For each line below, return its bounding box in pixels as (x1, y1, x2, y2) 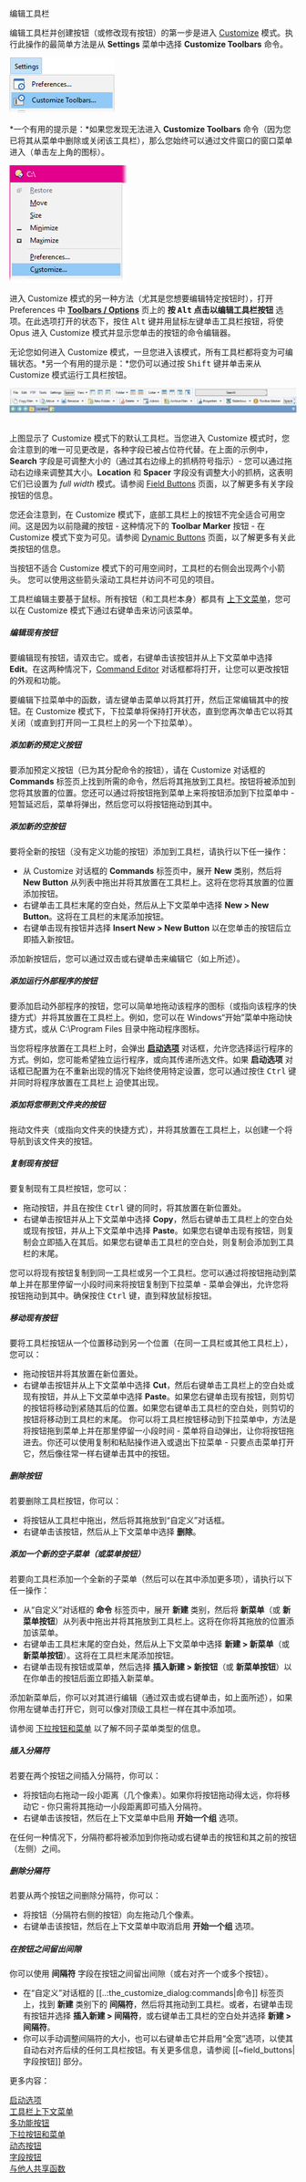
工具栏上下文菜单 (9, 2106, 74, 2117)
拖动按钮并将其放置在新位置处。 (22, 1367, 143, 1379)
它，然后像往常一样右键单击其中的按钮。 (22, 1448, 175, 1459)
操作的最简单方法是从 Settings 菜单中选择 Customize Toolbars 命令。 (25, 39, 289, 49)
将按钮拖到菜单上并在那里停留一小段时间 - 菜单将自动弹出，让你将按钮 (22, 1425, 287, 1436)
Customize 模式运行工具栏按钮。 (9, 369, 132, 380)
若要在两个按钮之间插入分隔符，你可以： (9, 1770, 161, 1781)
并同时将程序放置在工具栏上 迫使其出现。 (9, 1076, 164, 1087)
